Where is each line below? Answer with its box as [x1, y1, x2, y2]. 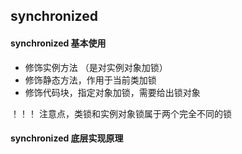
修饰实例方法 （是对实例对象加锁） [24, 61, 168, 73]
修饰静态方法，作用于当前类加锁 [24, 74, 157, 86]
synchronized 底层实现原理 [10, 132, 124, 144]
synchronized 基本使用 [10, 37, 107, 49]
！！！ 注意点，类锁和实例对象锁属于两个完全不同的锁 [10, 107, 232, 119]
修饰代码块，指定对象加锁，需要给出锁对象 [24, 86, 201, 98]
